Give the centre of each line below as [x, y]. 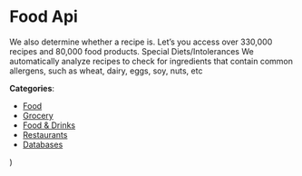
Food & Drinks [49, 125]
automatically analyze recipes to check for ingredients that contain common [151, 61]
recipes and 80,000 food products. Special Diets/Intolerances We [132, 51]
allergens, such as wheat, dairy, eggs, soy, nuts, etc [106, 71]
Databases [43, 144]
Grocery [38, 115]
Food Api [44, 17]
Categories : [32, 88]
